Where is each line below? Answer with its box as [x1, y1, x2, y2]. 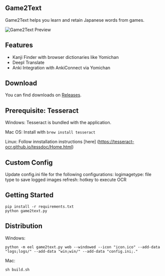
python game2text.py [5, 208, 48, 213]
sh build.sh [5, 267, 30, 272]
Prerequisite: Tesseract [5, 106, 79, 115]
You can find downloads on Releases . [5, 92, 82, 98]
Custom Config [5, 158, 53, 167]
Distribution [5, 222, 43, 230]
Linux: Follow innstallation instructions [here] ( [5, 138, 99, 145]
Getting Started [5, 191, 54, 199]
